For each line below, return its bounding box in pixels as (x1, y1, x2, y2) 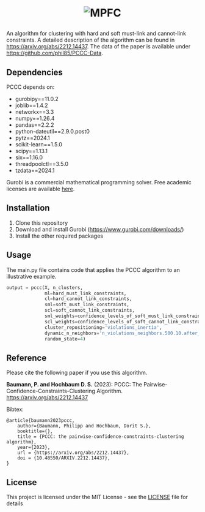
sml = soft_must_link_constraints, (45, 301, 130, 308)
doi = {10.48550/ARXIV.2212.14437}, (17, 455, 111, 461)
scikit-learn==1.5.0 (15, 141, 63, 148)
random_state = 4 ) (45, 336, 86, 342)
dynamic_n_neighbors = (45, 330, 99, 336)
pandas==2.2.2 (15, 121, 54, 129)
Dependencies (6, 67, 63, 77)
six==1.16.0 (15, 154, 43, 161)
